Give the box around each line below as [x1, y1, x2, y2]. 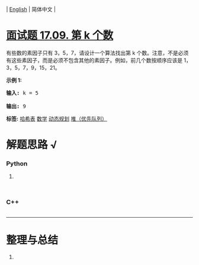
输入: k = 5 [6, 89, 39, 96]
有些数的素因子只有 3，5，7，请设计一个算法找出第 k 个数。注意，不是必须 [6, 49, 189, 56]
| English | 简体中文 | [6, 6, 56, 12]
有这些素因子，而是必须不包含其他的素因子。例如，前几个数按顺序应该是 [6, 56, 182, 64]
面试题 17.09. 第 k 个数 [6, 29, 114, 42]
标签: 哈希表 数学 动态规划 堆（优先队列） [6, 115, 108, 122]
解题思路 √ [6, 138, 57, 151]
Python [6, 160, 28, 168]
